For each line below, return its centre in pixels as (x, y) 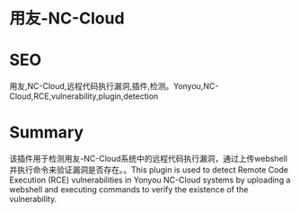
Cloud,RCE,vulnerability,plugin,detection (84, 96)
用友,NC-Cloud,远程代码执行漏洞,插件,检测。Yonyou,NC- (114, 86)
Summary (46, 133)
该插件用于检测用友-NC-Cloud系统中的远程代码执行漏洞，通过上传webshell (149, 159)
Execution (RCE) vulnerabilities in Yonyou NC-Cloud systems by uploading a (150, 180)
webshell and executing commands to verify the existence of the (129, 190)
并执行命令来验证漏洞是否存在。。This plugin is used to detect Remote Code (149, 170)
